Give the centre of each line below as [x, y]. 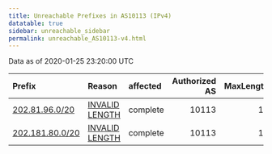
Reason [102, 86]
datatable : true [36, 23]
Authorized [194, 81]
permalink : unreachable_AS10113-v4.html [78, 38]
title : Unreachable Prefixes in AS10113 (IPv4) [90, 16]
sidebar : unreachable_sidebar [59, 31]
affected [145, 86]
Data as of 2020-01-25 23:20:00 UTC [71, 61]
